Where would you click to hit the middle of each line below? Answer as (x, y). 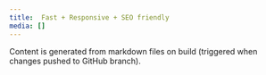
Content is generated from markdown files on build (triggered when (133, 51)
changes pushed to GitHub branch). (75, 61)
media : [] (28, 26)
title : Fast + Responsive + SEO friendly (89, 17)
